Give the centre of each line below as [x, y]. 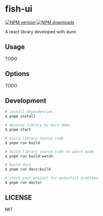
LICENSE [19, 198]
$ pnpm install [20, 116]
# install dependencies [29, 112]
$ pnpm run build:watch [29, 156]
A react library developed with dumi [41, 31]
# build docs [18, 165]
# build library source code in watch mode [50, 152]
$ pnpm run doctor [23, 183]
